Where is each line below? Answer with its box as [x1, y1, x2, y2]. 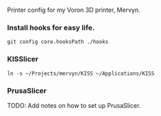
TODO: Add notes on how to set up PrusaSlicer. [7, 101, 141, 109]
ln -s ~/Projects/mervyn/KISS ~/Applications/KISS [7, 70, 155, 77]
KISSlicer [7, 54, 39, 64]
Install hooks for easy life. [7, 23, 95, 32]
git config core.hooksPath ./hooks [7, 38, 109, 45]
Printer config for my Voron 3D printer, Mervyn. [7, 6, 140, 14]
